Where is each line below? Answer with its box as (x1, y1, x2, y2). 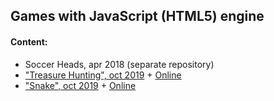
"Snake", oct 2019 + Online (24, 79, 137, 91)
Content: (10, 35, 48, 48)
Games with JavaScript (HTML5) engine (10, 8, 265, 25)
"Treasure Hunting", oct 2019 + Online (24, 69, 182, 81)
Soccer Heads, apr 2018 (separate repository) (24, 58, 215, 70)
